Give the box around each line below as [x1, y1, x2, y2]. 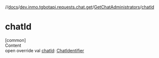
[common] [5, 37, 26, 43]
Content [5, 42, 22, 48]
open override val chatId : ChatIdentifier [5, 47, 84, 53]
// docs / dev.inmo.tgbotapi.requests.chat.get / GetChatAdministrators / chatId [5, 4, 155, 10]
